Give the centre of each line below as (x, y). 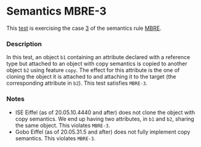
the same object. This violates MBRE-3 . (63, 125)
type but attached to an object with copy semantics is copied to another (97, 64)
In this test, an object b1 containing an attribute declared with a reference (98, 57)
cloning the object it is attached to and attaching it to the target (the (91, 77)
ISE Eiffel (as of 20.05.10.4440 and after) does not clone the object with (105, 112)
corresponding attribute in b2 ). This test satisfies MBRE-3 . (77, 83)
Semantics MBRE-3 (57, 11)
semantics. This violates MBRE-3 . (55, 138)
